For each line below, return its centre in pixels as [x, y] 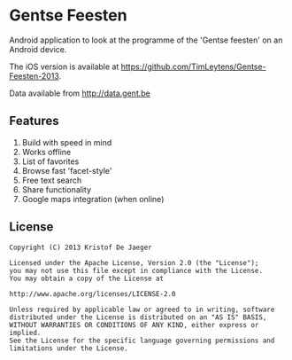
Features [34, 121]
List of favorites [50, 161]
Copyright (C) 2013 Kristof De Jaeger [81, 247]
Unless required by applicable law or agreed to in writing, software [142, 309]
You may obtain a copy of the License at [87, 278]
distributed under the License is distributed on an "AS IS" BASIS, [138, 317]
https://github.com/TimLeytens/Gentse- [194, 67]
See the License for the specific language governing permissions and [142, 340]
